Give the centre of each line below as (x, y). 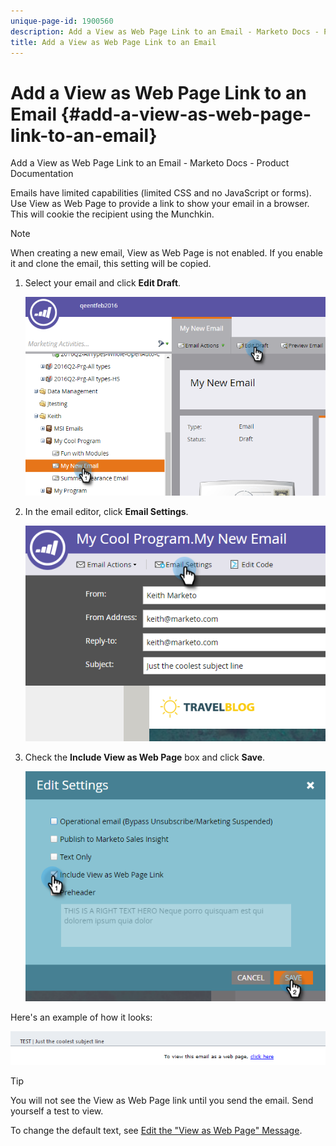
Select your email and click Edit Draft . (103, 283)
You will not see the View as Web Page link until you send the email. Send (162, 1100)
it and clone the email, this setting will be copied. (111, 264)
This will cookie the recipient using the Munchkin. (112, 214)
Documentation (42, 174)
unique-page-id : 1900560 (62, 21)
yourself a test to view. (57, 1111)
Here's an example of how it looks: (81, 1017)
